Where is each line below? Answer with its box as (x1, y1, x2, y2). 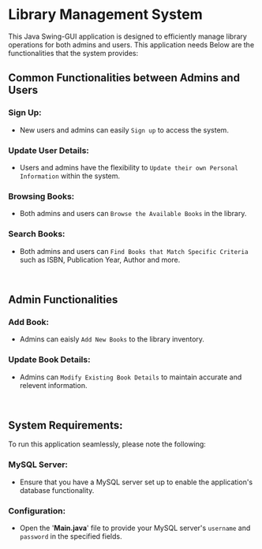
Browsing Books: (8, 191, 75, 202)
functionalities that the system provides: (8, 48, 139, 58)
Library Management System (8, 6, 203, 24)
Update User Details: (8, 144, 89, 155)
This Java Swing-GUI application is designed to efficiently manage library (8, 32, 247, 41)
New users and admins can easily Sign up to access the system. (19, 125, 229, 135)
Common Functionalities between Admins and (8, 71, 241, 84)
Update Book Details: (8, 354, 91, 365)
